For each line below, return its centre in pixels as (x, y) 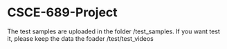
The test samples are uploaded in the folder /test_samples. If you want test (113, 31)
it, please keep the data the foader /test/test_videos (80, 38)
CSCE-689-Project (62, 13)
